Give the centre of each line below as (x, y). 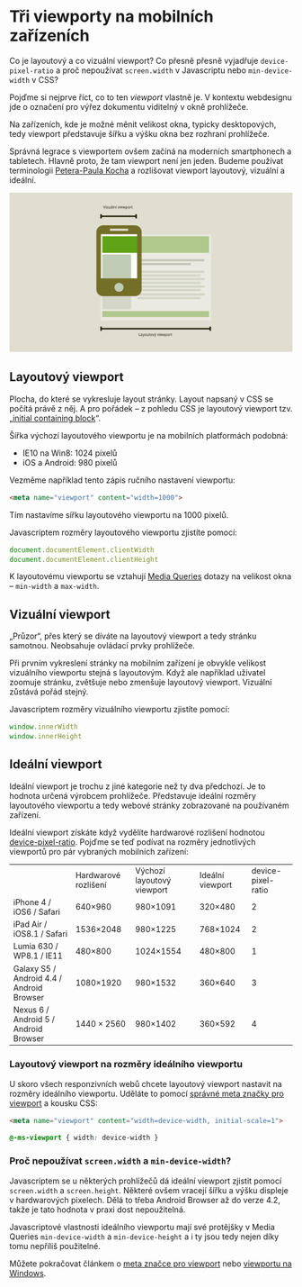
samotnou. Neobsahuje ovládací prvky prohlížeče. (102, 646)
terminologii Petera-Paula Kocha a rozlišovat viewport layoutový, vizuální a (147, 170)
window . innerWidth (44, 727)
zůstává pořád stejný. (49, 692)
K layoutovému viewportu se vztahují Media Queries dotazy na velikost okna (151, 576)
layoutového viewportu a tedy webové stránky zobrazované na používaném (149, 805)
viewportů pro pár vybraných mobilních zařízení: (99, 851)
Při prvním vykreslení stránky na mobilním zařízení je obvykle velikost (138, 663)
